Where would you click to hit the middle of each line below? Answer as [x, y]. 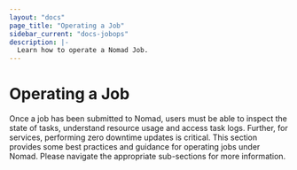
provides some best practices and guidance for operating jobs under [135, 147]
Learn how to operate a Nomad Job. [83, 50]
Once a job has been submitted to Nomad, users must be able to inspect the [148, 119]
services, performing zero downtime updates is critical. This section [133, 137]
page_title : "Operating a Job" [67, 26]
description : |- [39, 42]
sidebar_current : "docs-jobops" [69, 34]
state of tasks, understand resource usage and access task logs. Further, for [148, 128]
